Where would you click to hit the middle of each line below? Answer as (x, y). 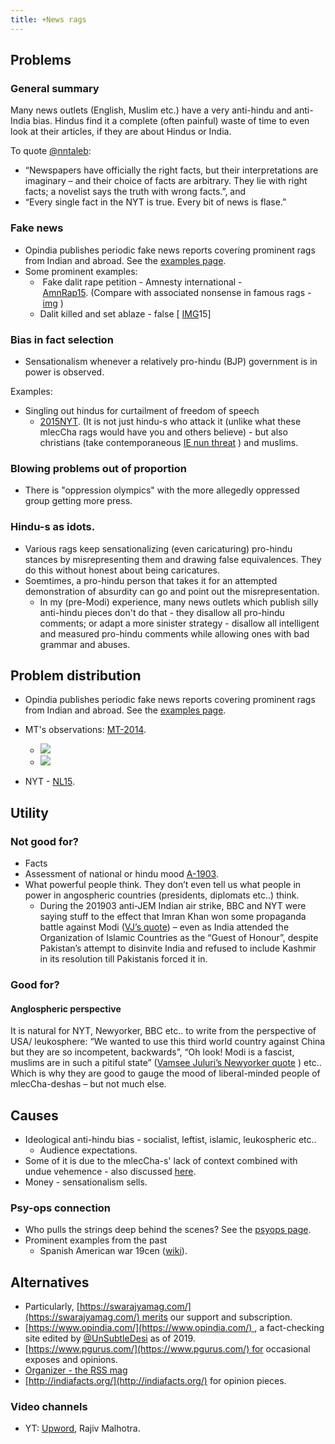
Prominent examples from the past (96, 1240)
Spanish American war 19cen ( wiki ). (113, 1251)
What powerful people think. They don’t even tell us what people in (163, 884)
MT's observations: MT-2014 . (85, 730)
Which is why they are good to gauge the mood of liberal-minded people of (165, 1073)
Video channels (49, 1406)
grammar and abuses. (85, 644)
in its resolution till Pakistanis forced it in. (123, 959)
